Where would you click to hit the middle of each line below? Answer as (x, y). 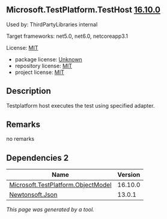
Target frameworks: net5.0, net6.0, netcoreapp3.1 (67, 36)
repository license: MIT (44, 66)
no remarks (20, 139)
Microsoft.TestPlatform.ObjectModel (61, 185)
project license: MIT (40, 72)
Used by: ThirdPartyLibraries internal (52, 24)
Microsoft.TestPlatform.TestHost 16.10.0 (83, 10)
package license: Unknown (48, 59)
